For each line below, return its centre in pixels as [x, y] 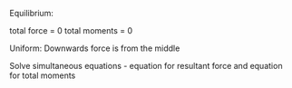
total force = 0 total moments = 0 [71, 30]
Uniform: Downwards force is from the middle [95, 48]
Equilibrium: [32, 13]
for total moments [43, 75]
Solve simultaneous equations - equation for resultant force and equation [146, 66]
